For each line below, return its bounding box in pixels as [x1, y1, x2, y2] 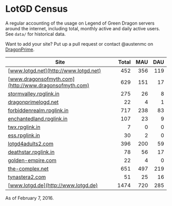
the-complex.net [8, 165, 49, 172]
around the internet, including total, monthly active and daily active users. [5, 25, 160, 31]
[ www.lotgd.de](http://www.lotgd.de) [8, 181, 98, 189]
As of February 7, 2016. [5, 195, 54, 201]
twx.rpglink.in [8, 123, 41, 131]
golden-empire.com [8, 157, 57, 164]
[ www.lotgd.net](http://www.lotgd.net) [8, 67, 101, 74]
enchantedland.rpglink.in [8, 115, 68, 122]
